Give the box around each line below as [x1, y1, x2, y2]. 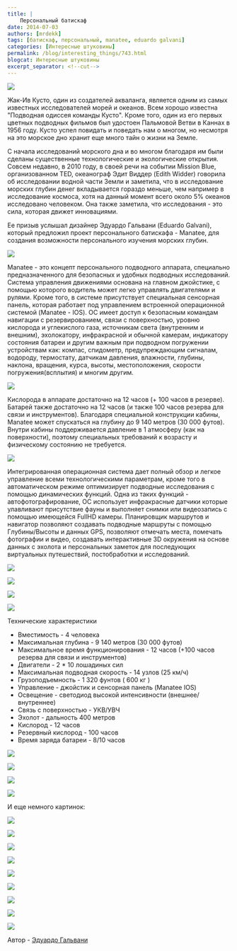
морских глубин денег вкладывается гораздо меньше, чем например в [7, 185, 224, 193]
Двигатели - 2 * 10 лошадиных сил [17, 660, 124, 669]
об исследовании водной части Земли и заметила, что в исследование [7, 177, 224, 185]
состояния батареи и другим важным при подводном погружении [7, 338, 209, 347]
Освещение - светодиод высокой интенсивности [17, 691, 167, 699]
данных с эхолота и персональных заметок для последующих [7, 542, 196, 551]
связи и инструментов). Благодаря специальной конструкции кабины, [7, 410, 221, 418]
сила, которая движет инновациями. [7, 207, 118, 216]
